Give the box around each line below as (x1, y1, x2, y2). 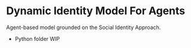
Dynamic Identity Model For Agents (6, 4, 186, 18)
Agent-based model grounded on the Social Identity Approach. (6, 24, 161, 31)
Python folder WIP (14, 35, 60, 42)
